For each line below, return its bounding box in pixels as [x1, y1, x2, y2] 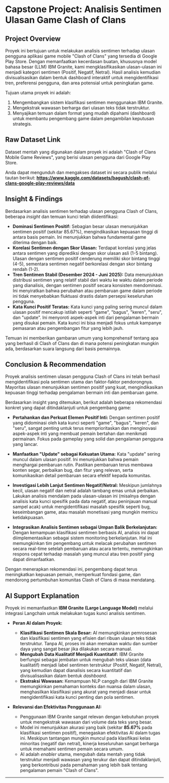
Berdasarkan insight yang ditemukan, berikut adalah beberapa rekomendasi [5, 400, 162, 406]
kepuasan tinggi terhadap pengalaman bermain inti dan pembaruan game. [5, 389, 158, 396]
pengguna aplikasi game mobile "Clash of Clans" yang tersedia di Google [5, 53, 157, 59]
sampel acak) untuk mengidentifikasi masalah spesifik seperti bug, [12, 504, 151, 510]
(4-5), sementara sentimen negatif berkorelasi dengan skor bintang [12, 261, 152, 267]
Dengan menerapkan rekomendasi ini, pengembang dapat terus [5, 566, 137, 572]
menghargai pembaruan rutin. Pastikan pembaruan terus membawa [12, 462, 153, 468]
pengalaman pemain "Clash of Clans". [20, 767, 99, 773]
